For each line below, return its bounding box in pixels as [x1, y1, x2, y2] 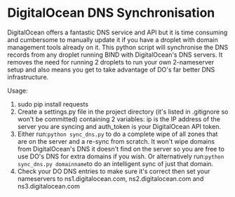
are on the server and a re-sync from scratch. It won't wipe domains [17, 137, 215, 145]
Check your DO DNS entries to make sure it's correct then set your [17, 167, 210, 175]
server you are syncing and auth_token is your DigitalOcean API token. [17, 122, 221, 130]
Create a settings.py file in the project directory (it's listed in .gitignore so [17, 107, 229, 116]
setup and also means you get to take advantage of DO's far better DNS [7, 65, 215, 74]
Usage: [7, 86, 28, 95]
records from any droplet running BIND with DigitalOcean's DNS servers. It [7, 50, 223, 59]
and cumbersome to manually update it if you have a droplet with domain [7, 35, 219, 43]
